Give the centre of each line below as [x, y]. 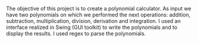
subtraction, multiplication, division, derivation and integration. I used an [94, 21]
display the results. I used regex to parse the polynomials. [76, 34]
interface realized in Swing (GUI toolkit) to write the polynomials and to [92, 27]
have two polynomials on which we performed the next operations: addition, [98, 15]
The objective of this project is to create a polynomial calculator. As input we [99, 9]
